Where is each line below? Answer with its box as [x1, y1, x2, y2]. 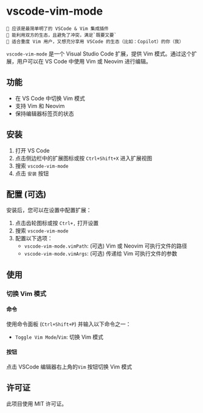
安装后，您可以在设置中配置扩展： [6, 206, 92, 214]
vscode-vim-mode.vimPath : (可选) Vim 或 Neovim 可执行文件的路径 [24, 242, 187, 250]
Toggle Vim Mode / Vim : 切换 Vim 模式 [15, 333, 103, 340]
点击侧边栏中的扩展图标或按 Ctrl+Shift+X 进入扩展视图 [15, 154, 153, 162]
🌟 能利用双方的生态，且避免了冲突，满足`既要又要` [6, 32, 117, 38]
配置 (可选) [6, 189, 47, 199]
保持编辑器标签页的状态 [15, 110, 74, 117]
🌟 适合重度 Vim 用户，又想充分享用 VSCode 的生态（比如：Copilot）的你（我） [6, 38, 184, 45]
